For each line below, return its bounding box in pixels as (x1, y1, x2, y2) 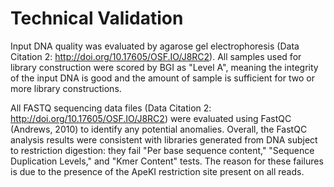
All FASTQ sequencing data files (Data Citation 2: (10, 102, 212, 114)
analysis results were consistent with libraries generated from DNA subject (10, 133, 318, 146)
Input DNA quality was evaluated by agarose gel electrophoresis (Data (10, 40, 300, 52)
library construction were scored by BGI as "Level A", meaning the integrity (10, 61, 319, 73)
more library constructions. (10, 82, 122, 94)
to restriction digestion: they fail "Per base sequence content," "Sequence (10, 144, 315, 156)
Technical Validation (10, 7, 184, 30)
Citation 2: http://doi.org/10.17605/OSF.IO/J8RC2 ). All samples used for (10, 50, 302, 62)
